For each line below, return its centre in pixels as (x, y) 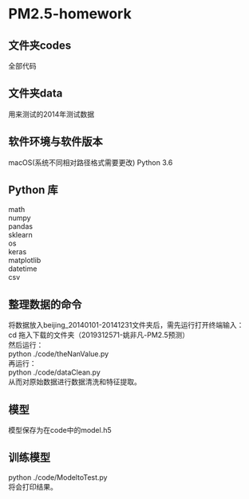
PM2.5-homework (70, 14)
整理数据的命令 (45, 304)
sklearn (21, 235)
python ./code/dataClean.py (55, 372)
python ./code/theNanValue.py (59, 354)
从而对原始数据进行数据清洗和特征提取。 (75, 382)
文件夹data (36, 94)
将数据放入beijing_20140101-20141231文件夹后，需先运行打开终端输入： (126, 325)
